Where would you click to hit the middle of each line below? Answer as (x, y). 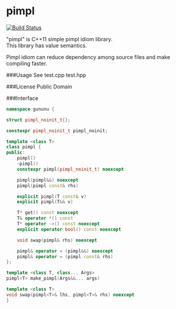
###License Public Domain (39, 86)
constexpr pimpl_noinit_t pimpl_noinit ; (57, 131)
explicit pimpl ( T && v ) (45, 202)
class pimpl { (24, 147)
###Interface (22, 98)
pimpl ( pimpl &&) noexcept (48, 180)
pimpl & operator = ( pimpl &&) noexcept (65, 251)
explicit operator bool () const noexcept (69, 229)
